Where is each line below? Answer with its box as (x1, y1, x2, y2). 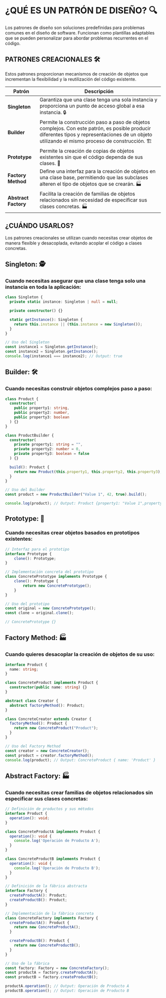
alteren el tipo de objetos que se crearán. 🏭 (39, 180, 142, 187)
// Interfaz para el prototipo (5, 547, 70, 552)
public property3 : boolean (14, 415, 70, 420)
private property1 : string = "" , (14, 442, 83, 447)
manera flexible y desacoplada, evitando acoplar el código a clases (5, 240, 142, 246)
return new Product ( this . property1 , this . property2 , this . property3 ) (14, 469, 161, 474)
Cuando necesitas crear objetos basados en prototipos (5, 529, 140, 536)
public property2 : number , (14, 410, 70, 415)
